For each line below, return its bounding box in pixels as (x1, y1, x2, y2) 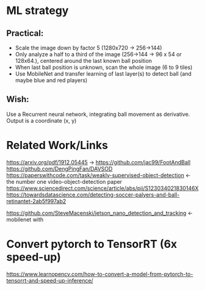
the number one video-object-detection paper (6, 178, 123, 185)
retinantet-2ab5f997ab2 (6, 197, 67, 205)
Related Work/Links (6, 139, 109, 152)
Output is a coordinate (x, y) (6, 117, 77, 124)
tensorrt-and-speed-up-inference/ (6, 277, 93, 284)
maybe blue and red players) (15, 77, 88, 84)
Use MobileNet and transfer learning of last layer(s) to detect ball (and (15, 70, 192, 77)
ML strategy (6, 4, 69, 18)
